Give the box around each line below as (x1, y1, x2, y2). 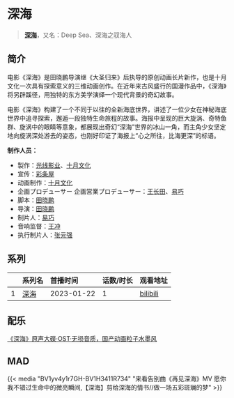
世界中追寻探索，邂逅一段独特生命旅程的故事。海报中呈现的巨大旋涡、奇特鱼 (7, 114, 227, 122)
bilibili (139, 289, 159, 298)
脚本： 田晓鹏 (17, 196, 54, 204)
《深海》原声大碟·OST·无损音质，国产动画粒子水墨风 (7, 335, 157, 343)
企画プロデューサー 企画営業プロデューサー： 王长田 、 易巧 (17, 187, 185, 195)
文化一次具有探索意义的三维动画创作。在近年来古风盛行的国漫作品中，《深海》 (7, 82, 227, 90)
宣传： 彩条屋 (17, 169, 54, 178)
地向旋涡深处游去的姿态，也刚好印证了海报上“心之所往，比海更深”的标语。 (7, 131, 221, 139)
